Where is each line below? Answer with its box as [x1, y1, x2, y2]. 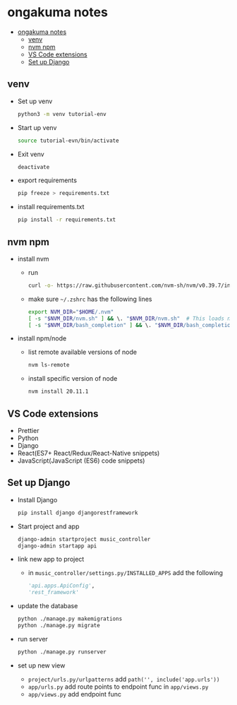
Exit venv [17, 150, 44, 158]
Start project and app [17, 522, 80, 531]
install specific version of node [28, 374, 118, 383]
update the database [17, 602, 78, 610]
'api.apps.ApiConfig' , [28, 582, 95, 590]
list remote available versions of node [28, 348, 138, 357]
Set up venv [17, 97, 53, 105]
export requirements [17, 176, 78, 184]
